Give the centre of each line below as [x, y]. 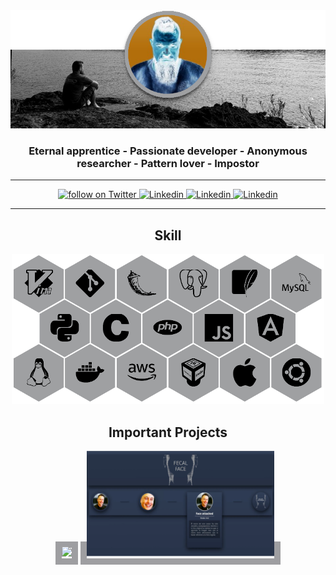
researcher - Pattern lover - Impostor [168, 163]
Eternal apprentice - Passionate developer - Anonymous [168, 151]
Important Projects [168, 432]
